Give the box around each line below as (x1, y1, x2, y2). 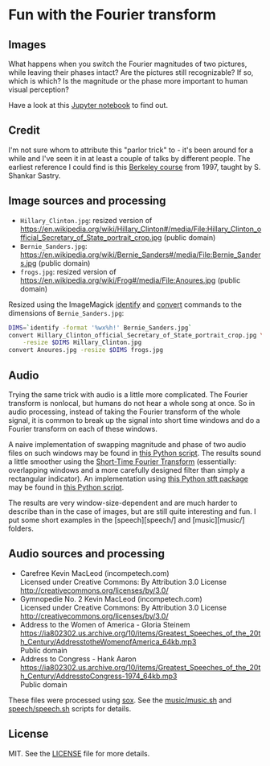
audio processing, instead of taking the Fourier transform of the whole (8, 407, 241, 416)
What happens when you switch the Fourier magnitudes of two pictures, (8, 59, 247, 68)
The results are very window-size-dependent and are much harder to (8, 498, 238, 507)
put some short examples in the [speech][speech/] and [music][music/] (8, 515, 245, 524)
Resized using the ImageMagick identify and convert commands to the (8, 300, 243, 309)
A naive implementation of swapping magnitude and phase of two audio (8, 439, 247, 449)
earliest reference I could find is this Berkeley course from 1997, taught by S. (8, 162, 261, 172)
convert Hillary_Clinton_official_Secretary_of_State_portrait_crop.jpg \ (8, 331, 264, 339)
